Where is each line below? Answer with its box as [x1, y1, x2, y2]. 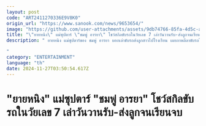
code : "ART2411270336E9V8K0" [6, 15, 81, 21]
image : [6, 26, 23, 32]
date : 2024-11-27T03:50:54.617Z [6, 65, 89, 72]
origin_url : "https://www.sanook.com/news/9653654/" [6, 20, 144, 26]
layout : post [6, 9, 40, 15]
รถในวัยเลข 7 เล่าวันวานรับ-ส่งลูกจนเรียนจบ [6, 105, 183, 119]
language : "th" [6, 59, 45, 66]
